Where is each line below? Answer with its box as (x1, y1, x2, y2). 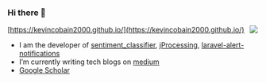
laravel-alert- (201, 40, 245, 50)
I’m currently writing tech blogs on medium (18, 57, 160, 66)
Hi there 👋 (7, 7, 47, 18)
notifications (18, 49, 60, 58)
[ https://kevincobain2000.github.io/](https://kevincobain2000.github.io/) (7, 25, 245, 35)
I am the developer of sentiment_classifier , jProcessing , (18, 40, 200, 50)
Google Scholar (18, 66, 71, 75)
